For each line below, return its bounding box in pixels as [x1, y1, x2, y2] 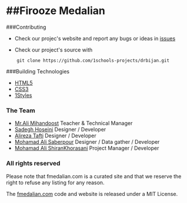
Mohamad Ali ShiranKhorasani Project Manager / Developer [14, 145, 159, 152]
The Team [6, 106, 35, 114]
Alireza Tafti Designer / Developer [14, 132, 97, 139]
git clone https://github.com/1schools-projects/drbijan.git [16, 57, 169, 63]
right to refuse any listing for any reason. [6, 179, 105, 186]
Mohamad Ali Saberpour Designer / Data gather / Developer [14, 138, 160, 146]
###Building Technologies [6, 67, 69, 75]
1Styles [14, 92, 32, 99]
